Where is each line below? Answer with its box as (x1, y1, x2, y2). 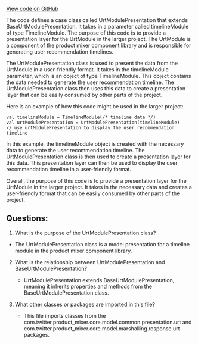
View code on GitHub (6, 5, 58, 12)
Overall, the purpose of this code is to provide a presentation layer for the (6, 177, 187, 184)
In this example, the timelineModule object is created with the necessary (6, 140, 184, 148)
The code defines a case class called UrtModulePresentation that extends (6, 17, 188, 23)
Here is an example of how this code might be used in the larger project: (6, 103, 184, 110)
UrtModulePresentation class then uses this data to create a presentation (6, 85, 186, 92)
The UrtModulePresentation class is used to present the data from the (6, 60, 178, 67)
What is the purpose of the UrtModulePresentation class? (14, 229, 156, 236)
